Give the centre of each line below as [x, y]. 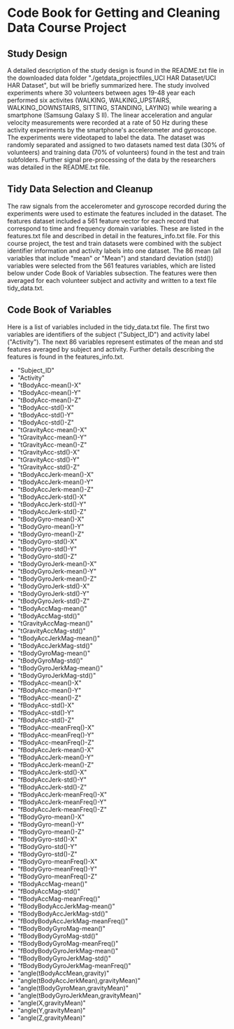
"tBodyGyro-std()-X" [47, 541]
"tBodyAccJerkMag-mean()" [58, 638]
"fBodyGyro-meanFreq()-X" [57, 861]
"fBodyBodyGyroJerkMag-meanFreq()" [74, 965]
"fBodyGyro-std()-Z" [47, 854]
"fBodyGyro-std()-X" [47, 839]
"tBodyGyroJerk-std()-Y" [53, 593]
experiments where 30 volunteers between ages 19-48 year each [101, 93]
